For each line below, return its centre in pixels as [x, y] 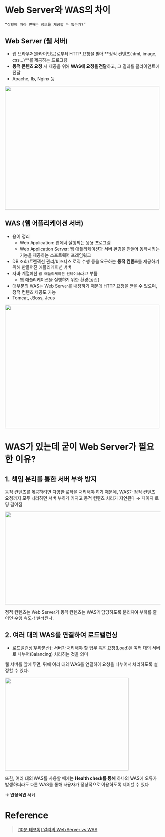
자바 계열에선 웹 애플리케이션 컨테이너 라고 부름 [55, 273]
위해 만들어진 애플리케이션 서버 [42, 267]
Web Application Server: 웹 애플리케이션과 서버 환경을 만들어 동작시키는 [90, 249]
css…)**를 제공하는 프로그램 [40, 60]
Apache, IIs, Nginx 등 [33, 78]
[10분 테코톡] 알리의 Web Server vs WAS [57, 830]
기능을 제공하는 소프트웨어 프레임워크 [55, 255]
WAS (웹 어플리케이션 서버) [44, 224]
